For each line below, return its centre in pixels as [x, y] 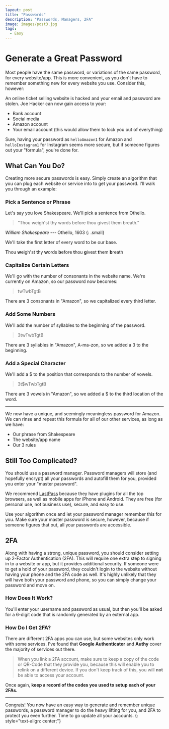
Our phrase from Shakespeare [44, 434]
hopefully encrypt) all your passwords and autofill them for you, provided [81, 478]
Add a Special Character [35, 363]
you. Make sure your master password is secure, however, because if [77, 519]
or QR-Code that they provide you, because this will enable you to [86, 664]
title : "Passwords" [26, 15]
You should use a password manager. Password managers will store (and [81, 473]
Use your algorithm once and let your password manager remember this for [83, 514]
